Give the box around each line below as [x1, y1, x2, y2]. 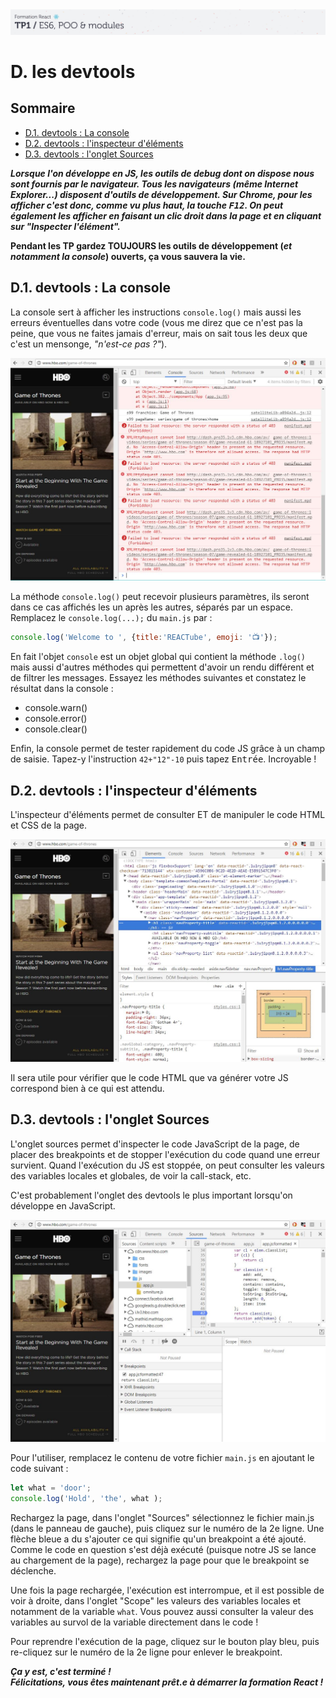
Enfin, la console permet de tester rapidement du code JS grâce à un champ [10, 743, 326, 755]
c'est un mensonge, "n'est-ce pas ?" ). [10, 338, 168, 350]
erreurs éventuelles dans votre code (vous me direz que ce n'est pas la [10, 316, 303, 328]
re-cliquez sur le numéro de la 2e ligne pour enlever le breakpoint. [10, 1646, 283, 1658]
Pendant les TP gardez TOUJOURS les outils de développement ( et [10, 239, 293, 252]
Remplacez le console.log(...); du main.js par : [10, 612, 213, 624]
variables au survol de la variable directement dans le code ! [10, 1616, 259, 1628]
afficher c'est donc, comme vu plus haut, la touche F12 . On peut [10, 199, 284, 211]
